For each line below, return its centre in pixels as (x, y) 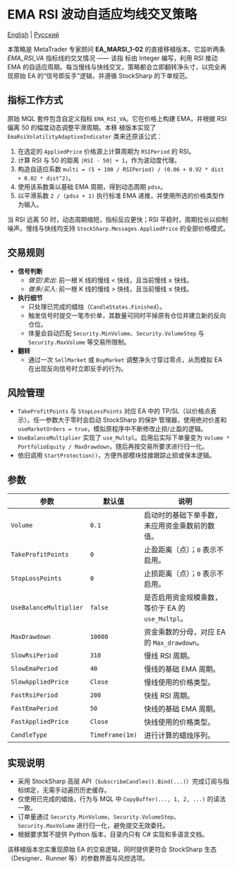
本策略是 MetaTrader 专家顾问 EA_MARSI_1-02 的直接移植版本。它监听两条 (116, 49)
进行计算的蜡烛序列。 (180, 735)
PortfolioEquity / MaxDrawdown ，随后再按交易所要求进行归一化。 (113, 447)
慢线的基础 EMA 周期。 (182, 669)
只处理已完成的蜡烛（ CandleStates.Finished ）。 (97, 306)
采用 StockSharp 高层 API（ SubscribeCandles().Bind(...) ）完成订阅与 (120, 781)
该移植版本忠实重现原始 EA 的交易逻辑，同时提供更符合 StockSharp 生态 (112, 849)
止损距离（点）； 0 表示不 (184, 574)
